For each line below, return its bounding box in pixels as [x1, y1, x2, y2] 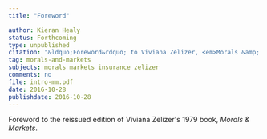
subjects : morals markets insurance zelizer [8, 63, 160, 72]
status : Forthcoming [8, 34, 78, 42]
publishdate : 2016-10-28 [8, 93, 91, 101]
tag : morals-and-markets [8, 56, 91, 64]
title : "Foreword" [8, 11, 70, 20]
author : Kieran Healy [8, 26, 81, 34]
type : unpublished [8, 41, 70, 49]
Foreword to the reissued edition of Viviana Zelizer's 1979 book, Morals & [8, 115, 250, 125]
